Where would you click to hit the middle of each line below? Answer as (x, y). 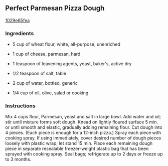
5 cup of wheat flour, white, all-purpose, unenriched (66, 44)
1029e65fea (18, 20)
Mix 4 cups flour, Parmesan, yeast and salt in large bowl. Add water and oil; (83, 117)
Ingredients (20, 33)
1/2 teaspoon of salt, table (39, 73)
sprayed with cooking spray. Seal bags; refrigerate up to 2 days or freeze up (84, 154)
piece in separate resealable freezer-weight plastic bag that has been (77, 149)
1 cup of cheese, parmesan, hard (46, 54)
